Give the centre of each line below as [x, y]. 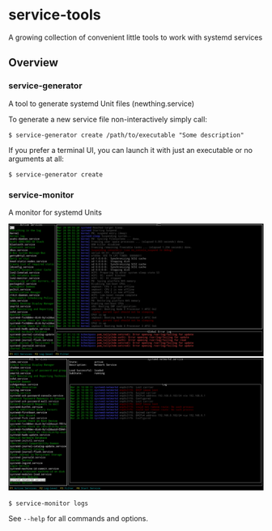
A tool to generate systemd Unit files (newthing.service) [102, 104]
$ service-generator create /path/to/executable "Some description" [126, 135]
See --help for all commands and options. [78, 519]
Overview [34, 63]
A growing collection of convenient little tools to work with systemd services [136, 37]
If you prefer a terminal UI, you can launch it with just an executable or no [131, 150]
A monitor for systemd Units [55, 212]
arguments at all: [36, 159]
